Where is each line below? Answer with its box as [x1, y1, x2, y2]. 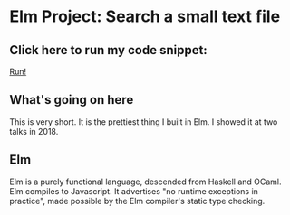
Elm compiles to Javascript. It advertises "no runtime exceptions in [9, 185, 258, 196]
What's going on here [9, 92, 134, 107]
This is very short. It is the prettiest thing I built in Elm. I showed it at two [9, 116, 278, 127]
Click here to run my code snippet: [9, 42, 208, 58]
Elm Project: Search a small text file [9, 6, 281, 27]
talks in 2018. [9, 126, 59, 136]
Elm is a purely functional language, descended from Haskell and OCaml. [9, 176, 283, 187]
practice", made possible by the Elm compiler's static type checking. [9, 195, 266, 206]
